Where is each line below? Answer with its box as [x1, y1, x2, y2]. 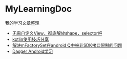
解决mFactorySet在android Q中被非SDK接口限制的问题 [12, 42, 122, 48]
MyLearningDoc [5, 3, 72, 15]
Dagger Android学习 [12, 48, 53, 54]
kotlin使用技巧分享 [12, 36, 49, 42]
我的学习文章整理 [5, 20, 40, 26]
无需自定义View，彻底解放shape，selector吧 [12, 30, 103, 36]
